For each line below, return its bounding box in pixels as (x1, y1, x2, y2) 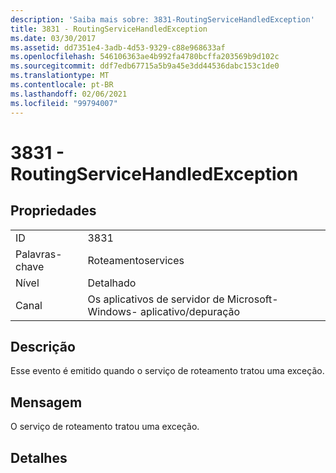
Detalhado (87, 276, 137, 290)
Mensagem (10, 394, 83, 411)
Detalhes (10, 449, 68, 466)
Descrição (10, 338, 76, 355)
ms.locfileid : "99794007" (10, 98, 118, 108)
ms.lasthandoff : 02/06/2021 (10, 89, 128, 99)
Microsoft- (226, 292, 279, 306)
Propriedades (10, 202, 97, 220)
